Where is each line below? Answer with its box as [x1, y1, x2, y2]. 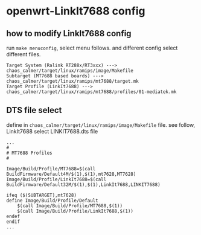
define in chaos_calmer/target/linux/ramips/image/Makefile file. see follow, [6, 121, 195, 128]
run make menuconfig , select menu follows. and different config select [6, 44, 178, 51]
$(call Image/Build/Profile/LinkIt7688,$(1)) [17, 208, 134, 214]
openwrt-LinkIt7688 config [6, 4, 146, 18]
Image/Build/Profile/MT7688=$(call [6, 166, 96, 172]
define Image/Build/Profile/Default [6, 198, 98, 204]
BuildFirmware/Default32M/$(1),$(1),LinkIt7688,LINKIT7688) [6, 181, 161, 188]
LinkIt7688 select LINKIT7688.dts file [6, 127, 98, 135]
